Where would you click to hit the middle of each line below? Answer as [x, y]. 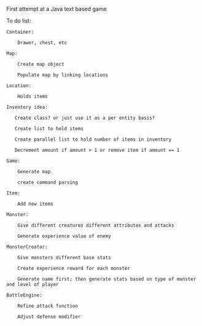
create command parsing [48, 182]
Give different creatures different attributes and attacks [96, 225]
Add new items [35, 204]
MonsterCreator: [27, 247]
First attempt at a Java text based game [56, 9]
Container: [20, 32]
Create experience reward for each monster [74, 268]
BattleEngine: [25, 295]
